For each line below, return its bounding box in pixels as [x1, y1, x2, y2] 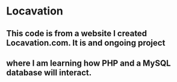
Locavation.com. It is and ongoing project [6, 37, 166, 48]
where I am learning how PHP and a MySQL [6, 58, 171, 68]
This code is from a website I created [6, 28, 147, 39]
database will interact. [6, 68, 92, 78]
